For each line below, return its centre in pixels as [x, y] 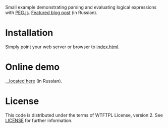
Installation [29, 33]
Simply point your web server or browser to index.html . [62, 47]
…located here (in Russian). [34, 81]
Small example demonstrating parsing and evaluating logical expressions [81, 7]
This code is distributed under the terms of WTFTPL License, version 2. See [84, 115]
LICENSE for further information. [39, 120]
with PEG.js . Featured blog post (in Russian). [51, 13]
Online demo [32, 67]
